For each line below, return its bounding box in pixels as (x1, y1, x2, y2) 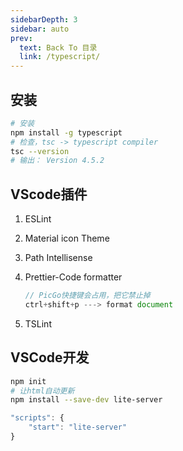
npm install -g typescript (10, 127, 123, 138)
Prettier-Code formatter (24, 271, 123, 283)
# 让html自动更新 (10, 386, 75, 396)
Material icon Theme (24, 232, 110, 245)
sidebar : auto (10, 24, 70, 34)
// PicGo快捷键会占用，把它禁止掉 (24, 291, 151, 301)
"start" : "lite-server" (28, 422, 128, 433)
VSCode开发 (10, 349, 90, 366)
